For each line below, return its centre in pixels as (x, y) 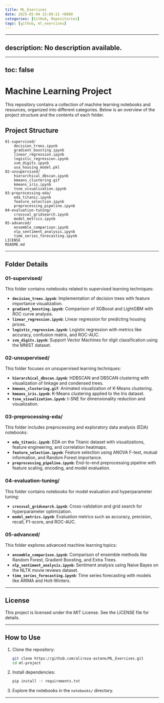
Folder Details (27, 264)
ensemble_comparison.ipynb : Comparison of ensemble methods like (80, 555)
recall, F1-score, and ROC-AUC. (44, 522)
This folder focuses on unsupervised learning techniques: (63, 368)
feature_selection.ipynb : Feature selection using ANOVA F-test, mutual (85, 452)
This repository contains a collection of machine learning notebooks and (78, 105)
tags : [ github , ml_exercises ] (36, 23)
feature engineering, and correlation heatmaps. (60, 447)
